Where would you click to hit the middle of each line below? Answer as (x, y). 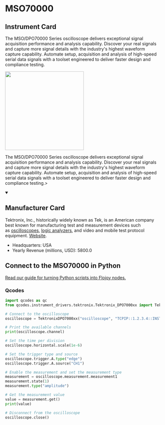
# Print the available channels (38, 327)
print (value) (18, 404)
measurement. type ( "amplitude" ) (37, 386)
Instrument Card (31, 27)
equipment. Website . (26, 235)
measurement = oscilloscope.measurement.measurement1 (61, 377)
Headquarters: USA (32, 245)
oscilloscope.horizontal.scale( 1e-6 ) (44, 345)
